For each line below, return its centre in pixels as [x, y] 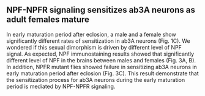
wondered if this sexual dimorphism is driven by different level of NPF [94, 47]
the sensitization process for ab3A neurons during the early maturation [96, 79]
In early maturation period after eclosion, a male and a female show [91, 34]
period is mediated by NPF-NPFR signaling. [61, 86]
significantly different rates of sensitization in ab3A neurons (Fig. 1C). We [99, 41]
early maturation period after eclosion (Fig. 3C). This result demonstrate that [102, 73]
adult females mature [48, 20]
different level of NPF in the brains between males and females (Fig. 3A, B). [101, 60]
